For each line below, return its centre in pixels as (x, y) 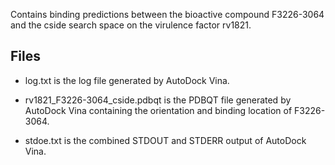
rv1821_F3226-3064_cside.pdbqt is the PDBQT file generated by (158, 100)
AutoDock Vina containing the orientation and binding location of (158, 110)
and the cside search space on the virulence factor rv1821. (131, 25)
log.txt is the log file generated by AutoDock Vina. (127, 80)
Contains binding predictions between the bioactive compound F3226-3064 (167, 14)
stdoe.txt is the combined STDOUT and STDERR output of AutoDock (165, 140)
